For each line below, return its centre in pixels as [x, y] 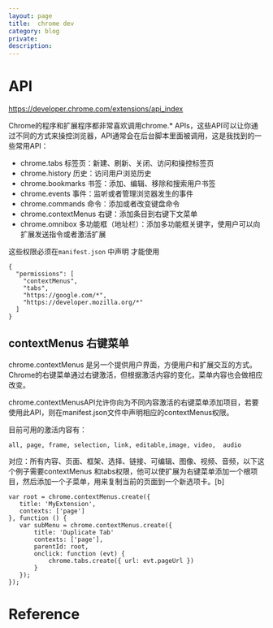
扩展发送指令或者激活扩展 [63, 234]
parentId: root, [61, 546]
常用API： [32, 146]
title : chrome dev [41, 24]
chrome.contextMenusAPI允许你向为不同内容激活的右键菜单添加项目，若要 [134, 402]
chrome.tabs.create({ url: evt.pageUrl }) [121, 561]
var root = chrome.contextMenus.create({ [80, 496]
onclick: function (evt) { [80, 553]
